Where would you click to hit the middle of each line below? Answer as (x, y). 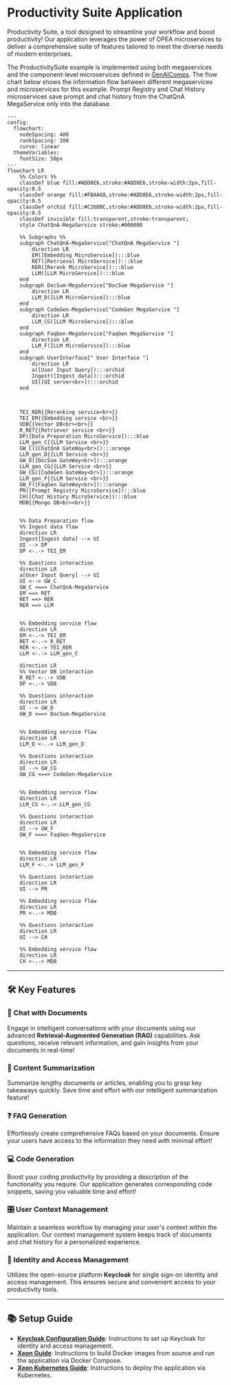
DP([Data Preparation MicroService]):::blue (84, 436)
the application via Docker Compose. (69, 1360)
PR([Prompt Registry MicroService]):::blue (83, 490)
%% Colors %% (38, 177)
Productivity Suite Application (95, 13)
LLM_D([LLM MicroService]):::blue (81, 297)
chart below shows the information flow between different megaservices (110, 81)
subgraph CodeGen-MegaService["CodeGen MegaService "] (100, 309)
